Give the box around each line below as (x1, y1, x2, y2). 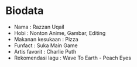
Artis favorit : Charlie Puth (13, 48, 77, 55)
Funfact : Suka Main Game (13, 42, 78, 49)
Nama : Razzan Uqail (13, 23, 65, 30)
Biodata (5, 4, 44, 17)
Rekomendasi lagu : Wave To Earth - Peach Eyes (13, 54, 131, 61)
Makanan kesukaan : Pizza (13, 36, 78, 43)
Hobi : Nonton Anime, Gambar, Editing (13, 29, 106, 36)
